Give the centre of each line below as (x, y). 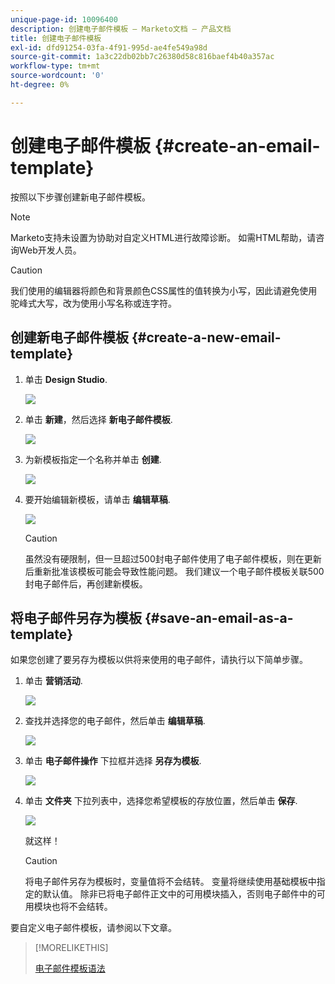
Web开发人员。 (50, 250)
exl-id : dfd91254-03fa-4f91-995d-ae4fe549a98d (109, 47)
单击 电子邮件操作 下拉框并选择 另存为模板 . (113, 761)
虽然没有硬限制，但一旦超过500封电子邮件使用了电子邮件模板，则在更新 (173, 558)
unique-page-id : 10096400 (64, 19)
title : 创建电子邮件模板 (56, 38)
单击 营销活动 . (53, 681)
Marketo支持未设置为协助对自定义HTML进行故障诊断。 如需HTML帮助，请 (163, 237)
